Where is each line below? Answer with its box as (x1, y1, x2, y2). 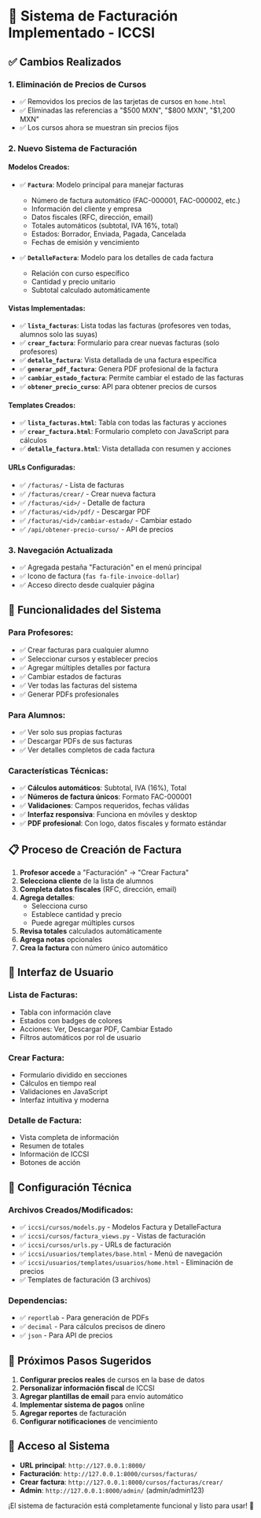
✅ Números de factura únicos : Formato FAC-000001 (19, 792, 193, 802)
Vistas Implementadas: (8, 303, 86, 313)
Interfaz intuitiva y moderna (19, 1095, 109, 1104)
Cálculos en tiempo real (19, 1078, 97, 1088)
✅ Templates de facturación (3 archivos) (19, 1275, 151, 1284)
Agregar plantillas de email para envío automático (19, 1392, 183, 1401)
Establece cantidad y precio (31, 910, 122, 919)
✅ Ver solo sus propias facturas (19, 727, 123, 737)
